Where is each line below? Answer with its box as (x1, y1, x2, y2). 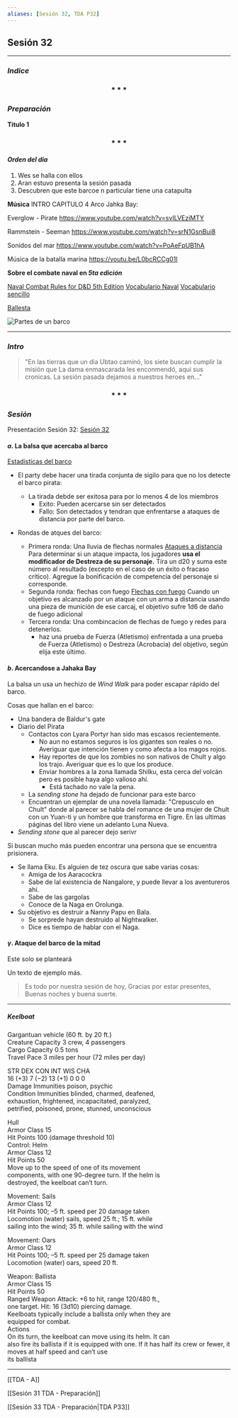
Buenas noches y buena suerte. (24, 989, 118, 998)
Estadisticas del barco (7, 458, 72, 466)
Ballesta (7, 303, 30, 312)
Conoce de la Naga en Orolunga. (28, 900, 124, 909)
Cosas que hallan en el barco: (7, 701, 94, 709)
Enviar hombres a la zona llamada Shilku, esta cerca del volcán (38, 767, 223, 776)
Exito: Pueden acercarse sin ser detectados (38, 500, 166, 509)
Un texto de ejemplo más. (7, 968, 83, 977)
